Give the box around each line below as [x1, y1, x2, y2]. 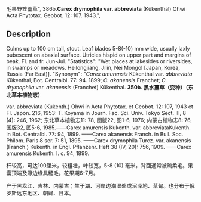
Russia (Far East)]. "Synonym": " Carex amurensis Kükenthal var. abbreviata [6, 70, 193, 77]
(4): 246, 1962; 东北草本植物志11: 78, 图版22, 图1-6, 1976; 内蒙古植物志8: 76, [6, 116, 193, 123]
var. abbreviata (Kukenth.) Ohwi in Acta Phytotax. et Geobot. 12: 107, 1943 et [6, 103, 193, 110]
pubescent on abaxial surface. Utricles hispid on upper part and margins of [6, 51, 191, 58]
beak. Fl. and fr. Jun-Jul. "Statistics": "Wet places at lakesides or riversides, [6, 57, 193, 64]
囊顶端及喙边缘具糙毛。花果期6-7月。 [6, 169, 99, 176]
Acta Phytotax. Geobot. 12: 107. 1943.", [6, 12, 100, 19]
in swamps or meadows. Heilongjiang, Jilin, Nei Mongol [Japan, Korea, [6, 64, 181, 71]
